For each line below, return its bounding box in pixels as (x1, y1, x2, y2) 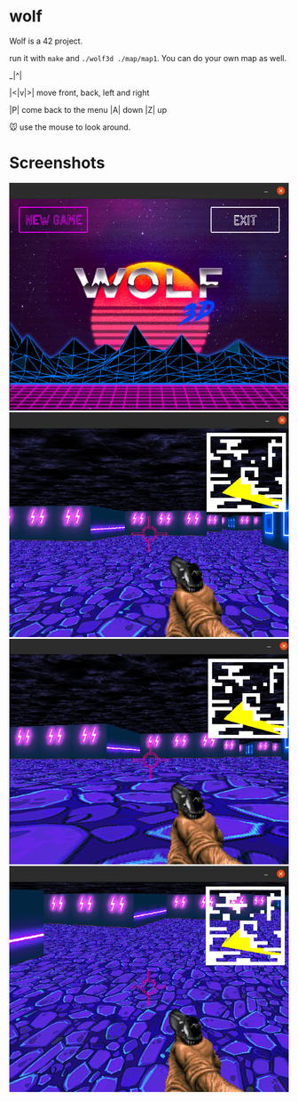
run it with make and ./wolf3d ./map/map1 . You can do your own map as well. (9, 52, 286, 63)
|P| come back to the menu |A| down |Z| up (9, 104, 167, 115)
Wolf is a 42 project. (9, 36, 83, 46)
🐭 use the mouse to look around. (9, 122, 131, 132)
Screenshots (9, 153, 106, 173)
